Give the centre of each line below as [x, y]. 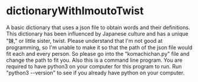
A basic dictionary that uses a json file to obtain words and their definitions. [98, 27]
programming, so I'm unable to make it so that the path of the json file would [99, 47]
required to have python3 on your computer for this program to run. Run [94, 66]
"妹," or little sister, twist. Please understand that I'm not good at [84, 40]
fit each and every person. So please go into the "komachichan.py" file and [98, 53]
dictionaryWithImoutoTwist [75, 11]
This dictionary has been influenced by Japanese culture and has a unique [97, 33]
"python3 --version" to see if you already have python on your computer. [95, 72]
